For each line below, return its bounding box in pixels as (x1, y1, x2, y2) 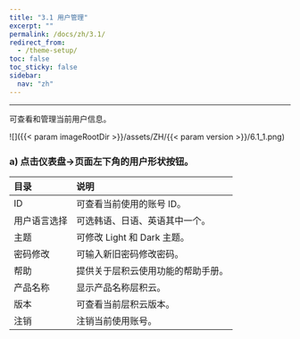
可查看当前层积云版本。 (76, 298, 176, 310)
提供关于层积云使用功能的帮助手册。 (76, 264, 229, 277)
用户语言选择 (13, 214, 69, 227)
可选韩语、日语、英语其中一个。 (76, 214, 212, 227)
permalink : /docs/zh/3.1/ (9, 29, 105, 38)
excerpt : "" (9, 21, 54, 30)
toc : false (9, 54, 50, 63)
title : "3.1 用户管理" (9, 12, 88, 22)
